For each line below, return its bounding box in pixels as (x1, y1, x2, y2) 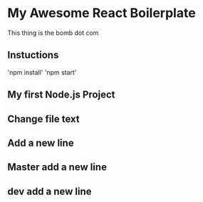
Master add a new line (7, 161, 107, 174)
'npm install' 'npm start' (7, 68, 77, 76)
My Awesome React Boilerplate (7, 5, 196, 21)
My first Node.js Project (7, 89, 115, 101)
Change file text (7, 112, 80, 125)
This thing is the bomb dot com (7, 28, 99, 37)
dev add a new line (7, 185, 92, 197)
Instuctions (7, 49, 59, 61)
